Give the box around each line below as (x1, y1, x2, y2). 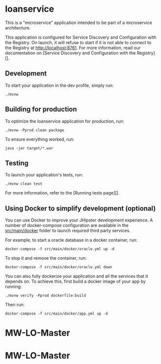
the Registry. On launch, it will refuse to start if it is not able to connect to (5, 39, 152, 45)
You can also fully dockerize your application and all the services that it (5, 273, 148, 279)
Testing (5, 159, 29, 167)
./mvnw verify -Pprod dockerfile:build (5, 293, 86, 298)
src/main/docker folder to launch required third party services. (5, 228, 131, 234)
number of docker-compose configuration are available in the (5, 222, 129, 228)
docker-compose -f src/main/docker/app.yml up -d (5, 311, 108, 316)
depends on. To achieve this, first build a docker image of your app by (5, 278, 146, 285)
